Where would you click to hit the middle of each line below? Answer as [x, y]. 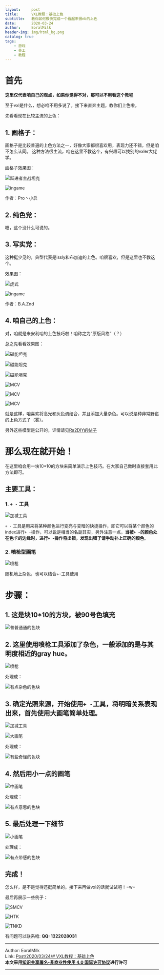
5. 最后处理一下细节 [34, 824]
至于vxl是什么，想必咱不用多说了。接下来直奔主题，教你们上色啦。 [72, 105]
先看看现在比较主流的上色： [33, 116]
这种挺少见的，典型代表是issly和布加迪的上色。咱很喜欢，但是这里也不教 [78, 257]
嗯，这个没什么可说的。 [29, 227]
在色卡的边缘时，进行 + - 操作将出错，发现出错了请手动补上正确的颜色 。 [77, 538]
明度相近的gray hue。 [38, 654]
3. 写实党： [22, 244]
